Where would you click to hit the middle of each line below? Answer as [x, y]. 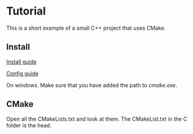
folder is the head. [29, 125]
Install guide [21, 61]
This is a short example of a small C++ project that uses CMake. [86, 28]
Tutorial [26, 11]
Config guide [22, 73]
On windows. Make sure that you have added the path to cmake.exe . [92, 85]
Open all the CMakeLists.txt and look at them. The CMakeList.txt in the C [97, 119]
